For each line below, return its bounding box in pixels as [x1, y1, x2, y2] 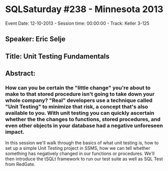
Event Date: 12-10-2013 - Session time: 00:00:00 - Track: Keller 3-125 [5, 20, 150, 26]
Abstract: [5, 69, 36, 78]
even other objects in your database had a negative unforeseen [5, 122, 163, 129]
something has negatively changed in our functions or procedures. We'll [5, 150, 155, 157]
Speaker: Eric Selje [5, 35, 66, 43]
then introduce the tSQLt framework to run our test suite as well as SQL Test [5, 156, 163, 162]
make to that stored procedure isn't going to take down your [5, 91, 155, 98]
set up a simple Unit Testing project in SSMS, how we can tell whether [5, 145, 150, 151]
